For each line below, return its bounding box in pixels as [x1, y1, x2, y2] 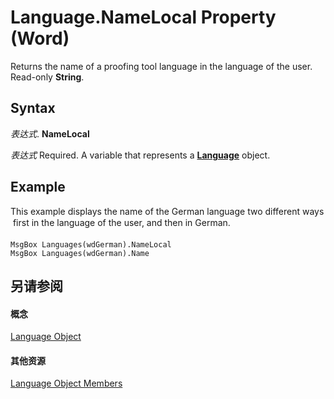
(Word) [10, 27, 70, 50]
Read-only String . [10, 71, 85, 83]
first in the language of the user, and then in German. [12, 216, 231, 228]
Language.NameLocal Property [10, 6, 277, 29]
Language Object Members [10, 377, 123, 390]
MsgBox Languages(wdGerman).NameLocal [10, 239, 172, 250]
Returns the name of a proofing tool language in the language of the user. [10, 60, 313, 72]
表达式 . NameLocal [10, 127, 90, 140]
